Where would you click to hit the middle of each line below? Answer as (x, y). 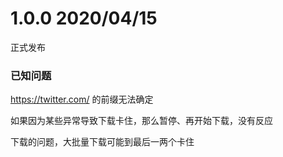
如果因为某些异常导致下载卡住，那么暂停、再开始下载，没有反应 (141, 121)
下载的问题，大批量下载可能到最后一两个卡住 (102, 142)
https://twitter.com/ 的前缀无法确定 (82, 99)
